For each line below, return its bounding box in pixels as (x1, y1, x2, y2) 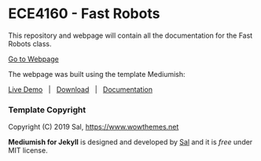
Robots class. (8, 38, 52, 48)
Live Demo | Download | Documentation (8, 84, 153, 94)
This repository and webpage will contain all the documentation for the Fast (8, 31, 253, 40)
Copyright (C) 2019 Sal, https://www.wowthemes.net (8, 123, 179, 132)
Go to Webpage (8, 54, 59, 64)
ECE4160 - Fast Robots (8, 5, 160, 23)
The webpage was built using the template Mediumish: (8, 69, 186, 79)
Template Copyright (8, 104, 86, 115)
